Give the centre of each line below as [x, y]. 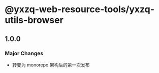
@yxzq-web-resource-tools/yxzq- [80, 9]
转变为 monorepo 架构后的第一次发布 [51, 65]
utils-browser [34, 20]
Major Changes [24, 53]
